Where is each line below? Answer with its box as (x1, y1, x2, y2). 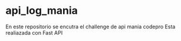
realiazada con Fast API (5, 29, 63, 36)
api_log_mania (5, 4, 78, 17)
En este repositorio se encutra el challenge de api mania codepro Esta (5, 23, 176, 30)
